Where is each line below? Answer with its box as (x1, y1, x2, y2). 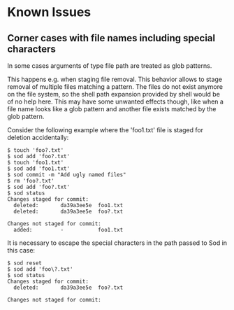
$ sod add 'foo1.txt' (7, 165, 71, 172)
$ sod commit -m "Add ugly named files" (7, 171, 127, 178)
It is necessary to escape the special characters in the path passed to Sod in (7, 239, 228, 247)
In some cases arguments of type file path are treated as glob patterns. (7, 62, 212, 70)
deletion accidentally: (7, 134, 69, 141)
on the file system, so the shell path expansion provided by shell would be (7, 90, 220, 98)
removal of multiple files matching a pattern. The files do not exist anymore (7, 83, 224, 91)
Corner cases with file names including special (7, 32, 215, 44)
